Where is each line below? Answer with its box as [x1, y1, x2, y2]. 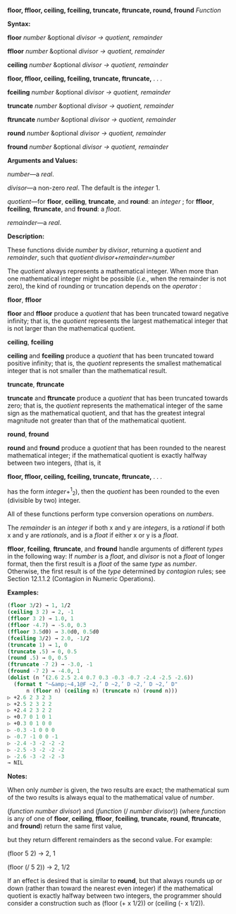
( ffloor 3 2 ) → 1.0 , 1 [7, 615, 74, 623]
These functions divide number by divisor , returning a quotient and [7, 246, 202, 254]
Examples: [7, 588, 39, 597]
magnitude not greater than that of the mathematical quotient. [7, 416, 187, 425]
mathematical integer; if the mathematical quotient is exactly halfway [7, 451, 208, 459]
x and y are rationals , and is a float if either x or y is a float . [7, 531, 179, 540]
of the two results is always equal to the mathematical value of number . [7, 793, 215, 802]
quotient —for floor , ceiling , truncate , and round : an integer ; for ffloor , [7, 197, 215, 205]
